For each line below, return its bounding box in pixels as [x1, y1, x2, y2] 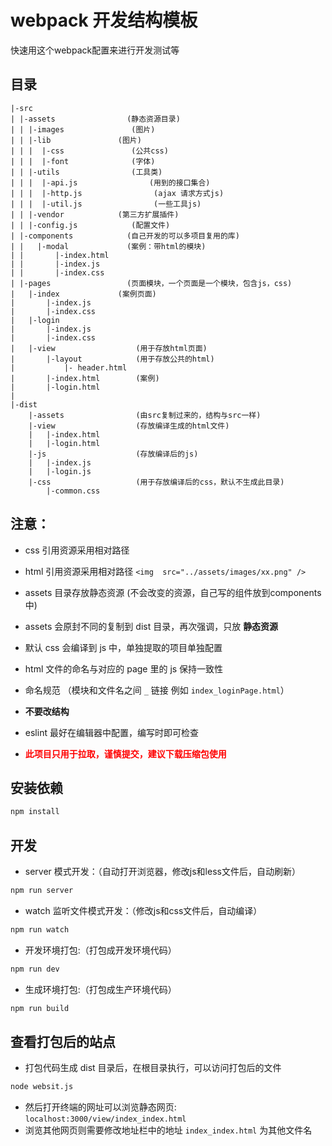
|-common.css [46, 486, 101, 496]
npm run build [10, 1003, 70, 1013]
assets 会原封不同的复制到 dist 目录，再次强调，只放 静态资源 [24, 620, 279, 632]
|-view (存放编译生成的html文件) [28, 421, 230, 431]
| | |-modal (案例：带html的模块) [10, 241, 207, 251]
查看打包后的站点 [10, 1033, 116, 1050]
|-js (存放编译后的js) [28, 449, 199, 459]
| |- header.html [10, 362, 128, 373]
